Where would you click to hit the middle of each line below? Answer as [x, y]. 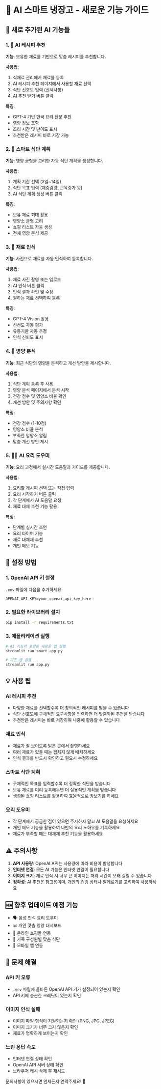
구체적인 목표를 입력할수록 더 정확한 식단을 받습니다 [62, 783]
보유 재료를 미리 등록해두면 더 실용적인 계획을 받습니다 [64, 790]
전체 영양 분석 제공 [30, 233]
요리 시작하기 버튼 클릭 [34, 494]
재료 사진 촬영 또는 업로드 [37, 279]
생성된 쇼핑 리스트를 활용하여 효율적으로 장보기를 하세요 [66, 796]
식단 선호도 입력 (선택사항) [38, 89]
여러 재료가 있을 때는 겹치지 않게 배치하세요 [54, 752]
